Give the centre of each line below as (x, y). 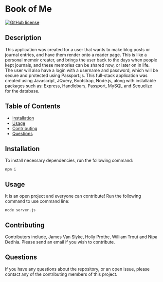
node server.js (20, 210)
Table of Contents (33, 106)
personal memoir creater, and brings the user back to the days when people (81, 60)
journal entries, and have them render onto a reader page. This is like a (76, 55)
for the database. (22, 91)
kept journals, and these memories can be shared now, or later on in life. (77, 65)
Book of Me (28, 9)
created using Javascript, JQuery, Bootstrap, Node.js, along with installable (81, 80)
